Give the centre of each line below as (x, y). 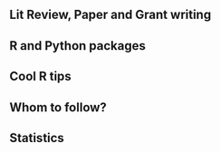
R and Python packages (78, 46)
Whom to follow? (58, 107)
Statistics (37, 138)
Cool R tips (41, 76)
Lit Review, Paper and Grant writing (110, 15)
